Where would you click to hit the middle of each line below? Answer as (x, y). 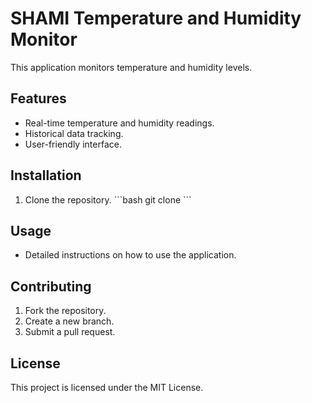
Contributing (51, 286)
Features (38, 98)
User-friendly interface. (73, 144)
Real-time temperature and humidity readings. (119, 123)
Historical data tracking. (74, 133)
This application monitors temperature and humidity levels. (131, 67)
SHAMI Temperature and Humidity (156, 18)
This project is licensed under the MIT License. (107, 387)
